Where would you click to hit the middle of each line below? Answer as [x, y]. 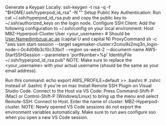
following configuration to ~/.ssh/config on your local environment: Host [79, 28]
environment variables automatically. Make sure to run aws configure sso [80, 112]
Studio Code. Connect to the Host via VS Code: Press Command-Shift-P [79, 91]
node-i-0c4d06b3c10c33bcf [34, 50]
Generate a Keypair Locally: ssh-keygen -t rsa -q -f [58, 7]
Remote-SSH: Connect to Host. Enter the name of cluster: [64, 101]
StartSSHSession [23, 55]
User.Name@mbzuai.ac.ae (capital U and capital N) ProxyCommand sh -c [81, 39]
